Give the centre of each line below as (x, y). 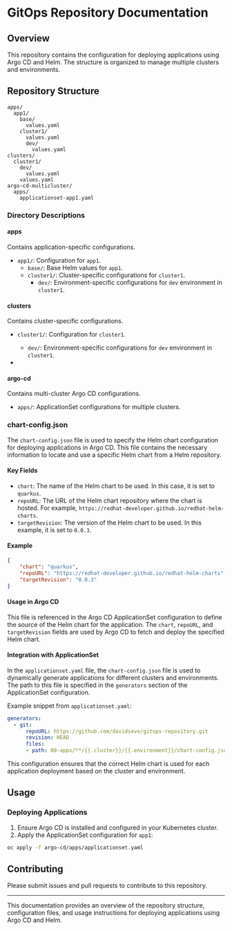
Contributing (35, 869)
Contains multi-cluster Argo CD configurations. (74, 394)
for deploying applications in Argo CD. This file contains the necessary (107, 447)
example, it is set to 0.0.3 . (54, 529)
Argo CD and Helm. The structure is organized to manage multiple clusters (113, 62)
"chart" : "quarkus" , (49, 567)
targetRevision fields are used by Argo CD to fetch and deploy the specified (116, 632)
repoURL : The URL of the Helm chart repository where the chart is (109, 500)
